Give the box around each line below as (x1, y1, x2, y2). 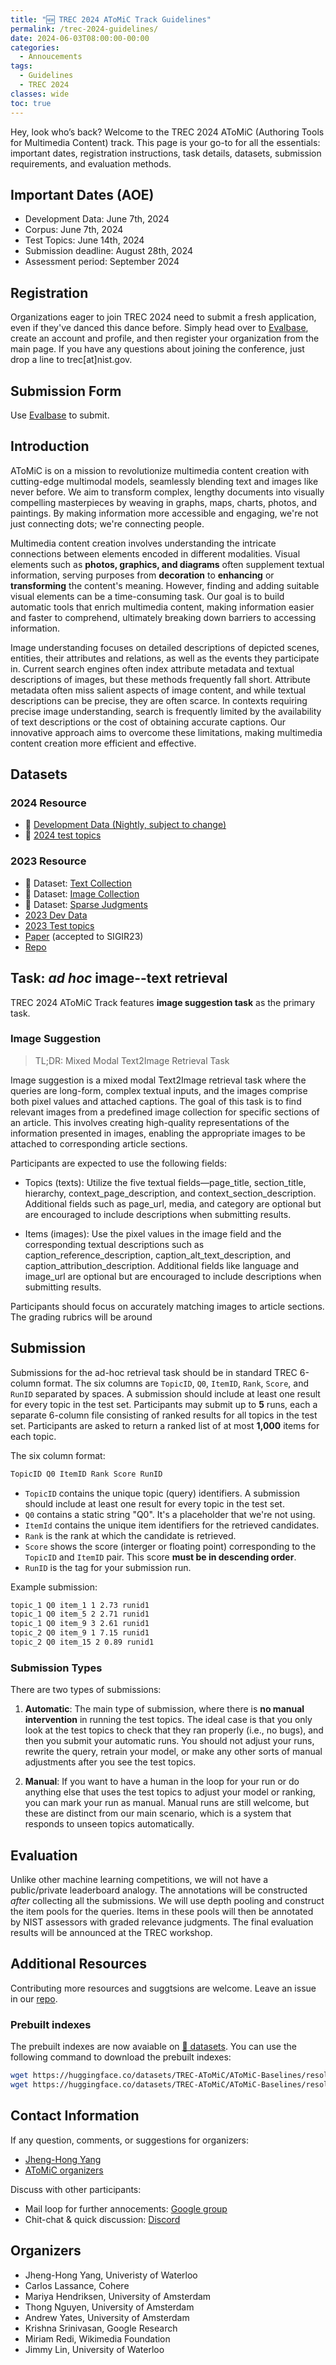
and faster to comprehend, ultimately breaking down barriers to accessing (10, 611, 317, 623)
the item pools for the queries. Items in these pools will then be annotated (10, 1906, 314, 1918)
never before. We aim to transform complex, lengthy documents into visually (10, 486, 325, 498)
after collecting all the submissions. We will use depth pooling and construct (10, 1895, 325, 1907)
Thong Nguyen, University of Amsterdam (24, 2301, 195, 2313)
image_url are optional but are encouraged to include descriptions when (24, 1270, 322, 1282)
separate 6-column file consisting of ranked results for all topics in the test (10, 1409, 318, 1421)
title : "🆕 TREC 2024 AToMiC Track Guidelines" (10, 14, 212, 25)
